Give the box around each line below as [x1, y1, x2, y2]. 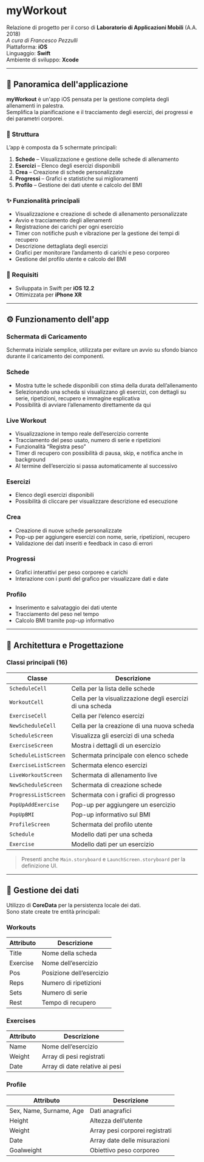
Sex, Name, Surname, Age [9, 1106, 84, 1115]
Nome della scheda [41, 949, 97, 957]
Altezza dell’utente [90, 1116, 143, 1124]
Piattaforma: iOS [6, 43, 47, 50]
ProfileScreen [9, 821, 50, 828]
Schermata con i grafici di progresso [71, 790, 175, 799]
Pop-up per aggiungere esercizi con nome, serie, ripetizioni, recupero [15, 533, 190, 541]
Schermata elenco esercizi [71, 760, 148, 769]
